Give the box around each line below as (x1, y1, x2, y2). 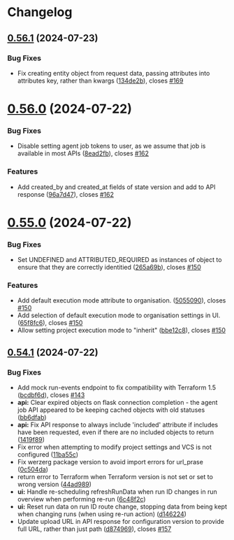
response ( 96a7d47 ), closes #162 (17, 190, 114, 198)
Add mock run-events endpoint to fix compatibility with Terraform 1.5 (17, 383, 217, 392)
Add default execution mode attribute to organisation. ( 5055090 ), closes (17, 296, 226, 305)
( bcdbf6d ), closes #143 (17, 391, 85, 399)
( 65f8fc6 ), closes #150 (17, 319, 83, 327)
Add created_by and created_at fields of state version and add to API (17, 183, 216, 191)
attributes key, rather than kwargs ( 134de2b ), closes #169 (17, 76, 184, 85)
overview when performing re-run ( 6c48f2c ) (17, 495, 146, 504)
